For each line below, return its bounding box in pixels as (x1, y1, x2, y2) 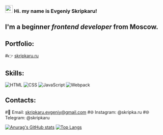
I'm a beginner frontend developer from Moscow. (5, 23, 159, 31)
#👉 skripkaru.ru (5, 53, 39, 59)
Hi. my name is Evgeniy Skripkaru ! (14, 7, 97, 14)
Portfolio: (5, 39, 34, 48)
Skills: (5, 69, 25, 77)
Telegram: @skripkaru (5, 114, 50, 120)
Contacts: (5, 96, 36, 105)
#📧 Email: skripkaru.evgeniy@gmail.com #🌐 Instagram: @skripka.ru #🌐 (5, 109, 150, 115)
